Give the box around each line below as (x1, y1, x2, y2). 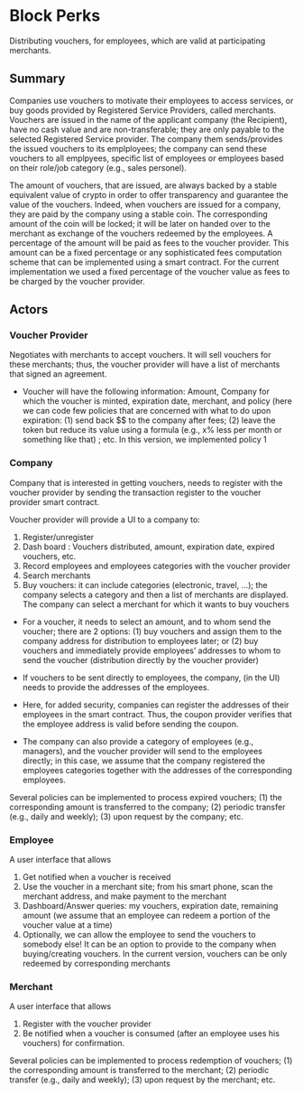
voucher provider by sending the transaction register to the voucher (9, 487, 262, 498)
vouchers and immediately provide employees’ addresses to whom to (22, 645, 281, 656)
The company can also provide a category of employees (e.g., (22, 735, 254, 746)
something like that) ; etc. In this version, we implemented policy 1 (22, 435, 268, 445)
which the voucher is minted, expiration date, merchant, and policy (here (22, 396, 293, 407)
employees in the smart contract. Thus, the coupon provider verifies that (22, 708, 293, 719)
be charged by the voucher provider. (9, 276, 146, 286)
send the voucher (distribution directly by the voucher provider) (22, 654, 260, 665)
